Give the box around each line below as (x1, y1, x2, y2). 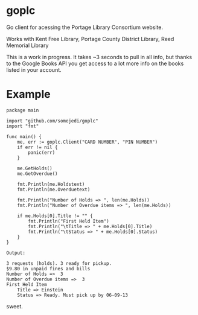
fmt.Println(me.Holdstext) (17, 181, 85, 187)
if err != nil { (17, 144, 59, 150)
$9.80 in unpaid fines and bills (6, 266, 91, 272)
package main (6, 107, 39, 113)
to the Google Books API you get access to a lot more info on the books (6, 60, 184, 67)
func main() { (6, 133, 42, 139)
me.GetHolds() (17, 165, 53, 171)
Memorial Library (6, 42, 49, 49)
